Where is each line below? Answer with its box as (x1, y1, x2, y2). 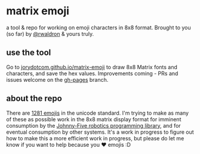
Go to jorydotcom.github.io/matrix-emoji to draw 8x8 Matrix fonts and (6, 63, 178, 70)
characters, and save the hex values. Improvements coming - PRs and (6, 70, 179, 77)
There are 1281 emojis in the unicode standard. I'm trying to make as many (6, 109, 189, 116)
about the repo (6, 94, 63, 104)
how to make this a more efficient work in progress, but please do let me (6, 134, 184, 141)
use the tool (6, 48, 51, 58)
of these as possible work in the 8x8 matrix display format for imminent (6, 115, 181, 123)
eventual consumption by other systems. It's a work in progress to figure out (6, 128, 194, 135)
